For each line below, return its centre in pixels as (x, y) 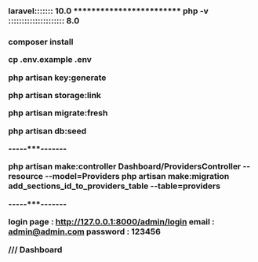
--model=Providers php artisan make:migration (137, 176)
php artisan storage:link (55, 95)
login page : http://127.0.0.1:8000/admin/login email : (111, 222)
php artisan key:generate (57, 78)
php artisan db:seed (47, 131)
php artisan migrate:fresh (58, 113)
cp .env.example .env (50, 60)
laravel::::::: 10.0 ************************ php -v (109, 11)
